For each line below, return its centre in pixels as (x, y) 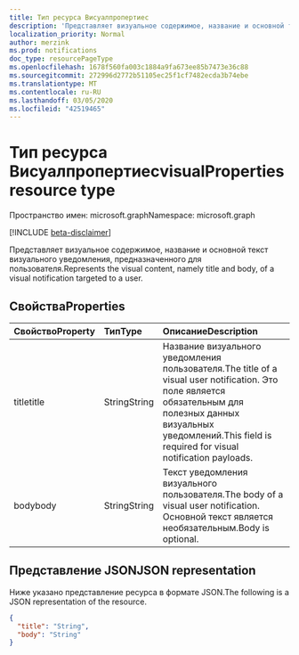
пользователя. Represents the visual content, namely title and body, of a (142, 269)
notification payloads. (208, 458)
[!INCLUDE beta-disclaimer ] (60, 233)
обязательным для (203, 402)
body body (35, 506)
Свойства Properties (68, 306)
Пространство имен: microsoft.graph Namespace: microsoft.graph (132, 216)
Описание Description (210, 331)
